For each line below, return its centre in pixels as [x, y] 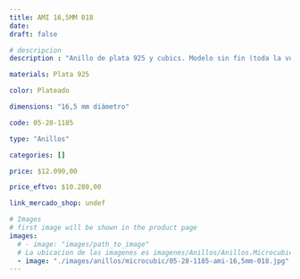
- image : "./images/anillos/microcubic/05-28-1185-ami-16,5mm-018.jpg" [154, 261]
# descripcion [36, 50]
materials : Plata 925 [50, 75]
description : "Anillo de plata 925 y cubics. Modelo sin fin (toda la [145, 59]
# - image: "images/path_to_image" [83, 244]
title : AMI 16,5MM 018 [51, 17]
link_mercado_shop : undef [57, 203]
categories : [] [37, 155]
